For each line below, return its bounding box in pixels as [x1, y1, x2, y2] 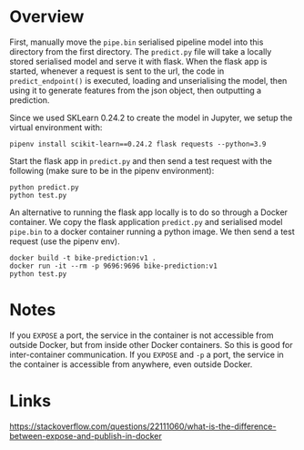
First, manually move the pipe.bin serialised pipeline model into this [9, 36, 264, 47]
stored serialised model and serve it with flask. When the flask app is [9, 56, 268, 66]
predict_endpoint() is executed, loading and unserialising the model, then [9, 75, 288, 86]
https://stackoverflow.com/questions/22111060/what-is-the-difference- [9, 421, 277, 432]
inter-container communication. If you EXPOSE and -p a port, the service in [9, 349, 284, 360]
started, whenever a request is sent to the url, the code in [9, 66, 225, 77]
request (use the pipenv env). [9, 235, 120, 247]
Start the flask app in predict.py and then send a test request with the [9, 155, 273, 166]
